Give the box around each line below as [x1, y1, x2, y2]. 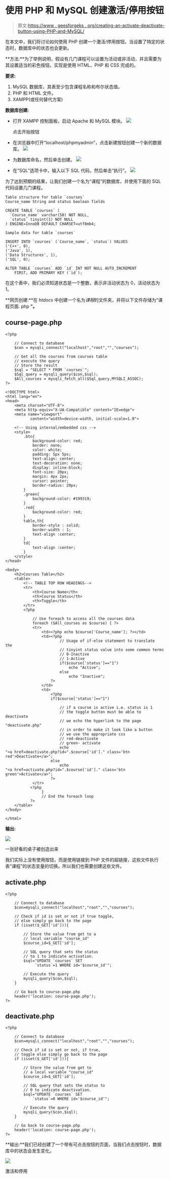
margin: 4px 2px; [32, 474, 69, 479]
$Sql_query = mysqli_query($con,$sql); [14, 372, 99, 377]
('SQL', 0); [5, 257, 30, 262]
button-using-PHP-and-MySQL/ [17, 28, 84, 34]
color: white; [32, 447, 62, 452]
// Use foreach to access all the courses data [32, 616, 135, 621]
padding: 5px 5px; [32, 451, 71, 457]
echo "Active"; [68, 665, 101, 670]
